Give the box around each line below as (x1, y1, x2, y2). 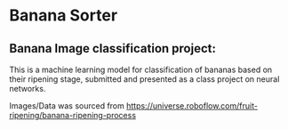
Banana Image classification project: (9, 41, 216, 56)
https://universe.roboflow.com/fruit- (125, 101, 258, 111)
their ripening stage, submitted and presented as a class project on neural (9, 74, 280, 85)
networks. (9, 84, 46, 93)
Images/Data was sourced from (9, 101, 124, 111)
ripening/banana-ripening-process (9, 110, 136, 120)
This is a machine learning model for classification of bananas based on (9, 64, 273, 75)
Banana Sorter (9, 5, 118, 26)
